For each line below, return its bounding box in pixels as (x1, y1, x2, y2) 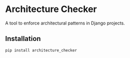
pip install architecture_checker (5, 47, 77, 53)
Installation (5, 34, 41, 43)
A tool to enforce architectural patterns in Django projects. (5, 20, 125, 26)
